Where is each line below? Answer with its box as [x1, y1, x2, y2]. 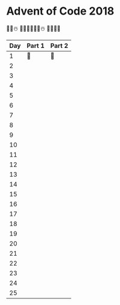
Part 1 [27, 41, 45, 50]
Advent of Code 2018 [6, 4, 115, 18]
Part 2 [50, 41, 68, 50]
